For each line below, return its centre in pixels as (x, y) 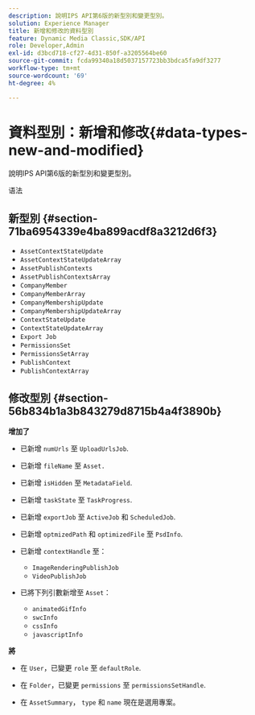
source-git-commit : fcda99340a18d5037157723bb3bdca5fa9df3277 (115, 61)
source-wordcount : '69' (48, 76)
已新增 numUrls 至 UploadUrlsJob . (74, 448)
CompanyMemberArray (53, 295)
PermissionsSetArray (54, 354)
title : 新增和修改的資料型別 (51, 31)
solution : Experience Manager (59, 23)
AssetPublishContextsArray (65, 277)
